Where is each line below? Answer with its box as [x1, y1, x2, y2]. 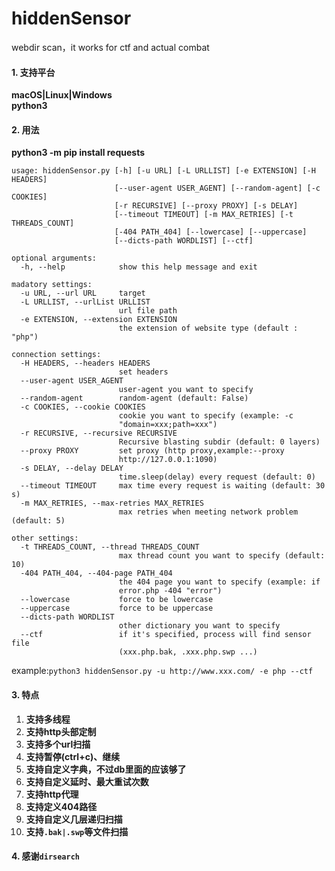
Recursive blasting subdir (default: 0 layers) [118, 437, 321, 447]
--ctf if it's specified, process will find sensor [20, 630, 312, 640]
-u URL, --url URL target [20, 288, 146, 299]
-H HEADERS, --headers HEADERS [20, 358, 151, 369]
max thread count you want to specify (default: [118, 551, 326, 561]
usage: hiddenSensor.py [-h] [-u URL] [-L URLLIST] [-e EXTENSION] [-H [11, 166, 316, 176]
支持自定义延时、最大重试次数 [25, 775, 149, 787]
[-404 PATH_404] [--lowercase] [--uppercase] [114, 227, 308, 237]
